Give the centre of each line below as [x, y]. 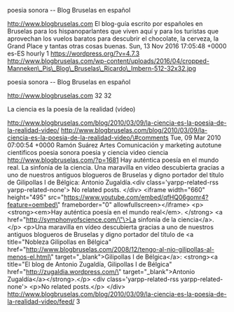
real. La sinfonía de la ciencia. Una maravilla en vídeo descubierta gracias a [116, 167]
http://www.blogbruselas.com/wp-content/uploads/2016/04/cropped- [109, 61]
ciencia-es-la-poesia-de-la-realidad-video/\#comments [88, 137]
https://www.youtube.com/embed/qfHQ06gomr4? [136, 197]
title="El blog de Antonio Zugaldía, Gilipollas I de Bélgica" [90, 264]
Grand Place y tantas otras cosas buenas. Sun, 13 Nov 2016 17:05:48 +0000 [117, 46]
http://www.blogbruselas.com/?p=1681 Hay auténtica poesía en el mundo [113, 160]
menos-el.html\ [29, 257]
